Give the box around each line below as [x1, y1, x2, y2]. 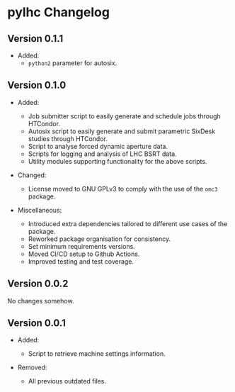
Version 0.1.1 [7, 33, 64, 45]
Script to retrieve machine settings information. [28, 349, 166, 358]
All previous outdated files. [28, 377, 106, 386]
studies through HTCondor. [28, 134, 108, 142]
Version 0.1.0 [7, 79, 67, 91]
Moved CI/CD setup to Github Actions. [28, 250, 140, 258]
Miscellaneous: [17, 206, 62, 214]
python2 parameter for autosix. [28, 59, 117, 67]
